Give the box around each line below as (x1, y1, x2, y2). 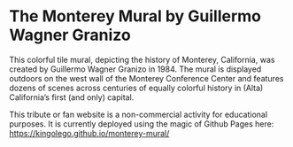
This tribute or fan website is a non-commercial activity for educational (9, 109, 268, 120)
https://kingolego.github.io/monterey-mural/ (9, 128, 170, 138)
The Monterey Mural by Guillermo (9, 6, 262, 27)
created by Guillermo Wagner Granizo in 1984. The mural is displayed (9, 64, 262, 74)
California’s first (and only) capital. (9, 91, 135, 103)
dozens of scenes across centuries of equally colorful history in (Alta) (9, 82, 264, 93)
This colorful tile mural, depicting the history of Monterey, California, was (9, 54, 275, 65)
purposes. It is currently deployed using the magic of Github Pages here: (9, 118, 274, 129)
